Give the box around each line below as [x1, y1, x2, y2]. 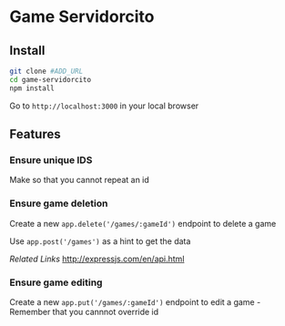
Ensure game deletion [9, 198, 108, 210]
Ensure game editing [9, 276, 103, 289]
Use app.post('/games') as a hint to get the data [9, 235, 191, 247]
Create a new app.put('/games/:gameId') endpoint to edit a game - [9, 296, 261, 307]
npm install [9, 84, 55, 93]
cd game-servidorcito [9, 75, 92, 84]
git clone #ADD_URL [9, 66, 84, 76]
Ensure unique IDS [9, 153, 93, 166]
